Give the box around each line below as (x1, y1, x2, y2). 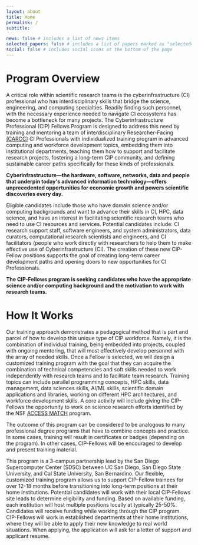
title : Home (6, 14, 35, 20)
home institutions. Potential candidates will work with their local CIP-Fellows (6, 488, 190, 496)
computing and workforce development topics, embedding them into (6, 141, 173, 148)
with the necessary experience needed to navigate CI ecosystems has (6, 110, 177, 117)
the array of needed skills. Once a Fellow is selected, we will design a (6, 353, 175, 360)
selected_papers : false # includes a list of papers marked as (6, 41, 165, 47)
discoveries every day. (6, 190, 64, 197)
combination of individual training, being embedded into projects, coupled (6, 341, 186, 348)
